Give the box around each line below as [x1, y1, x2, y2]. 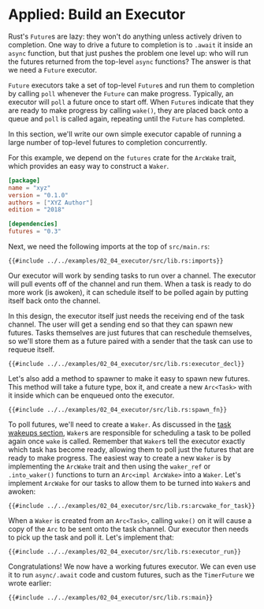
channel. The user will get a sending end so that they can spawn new [8, 319, 233, 329]
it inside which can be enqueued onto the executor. [8, 390, 175, 400]
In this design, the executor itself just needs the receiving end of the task [8, 312, 245, 321]
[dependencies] [8, 220, 58, 228]
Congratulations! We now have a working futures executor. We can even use [8, 562, 256, 571]
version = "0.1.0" [8, 191, 69, 199]
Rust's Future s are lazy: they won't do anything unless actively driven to [8, 32, 242, 41]
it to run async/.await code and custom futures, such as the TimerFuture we [8, 570, 255, 580]
